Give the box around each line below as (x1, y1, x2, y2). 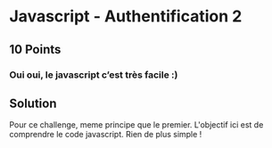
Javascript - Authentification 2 (9, 6, 243, 27)
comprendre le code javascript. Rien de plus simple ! (9, 129, 202, 140)
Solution (9, 95, 57, 111)
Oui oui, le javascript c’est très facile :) (9, 69, 178, 81)
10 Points (9, 42, 62, 57)
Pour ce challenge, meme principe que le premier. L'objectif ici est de (9, 119, 264, 130)
